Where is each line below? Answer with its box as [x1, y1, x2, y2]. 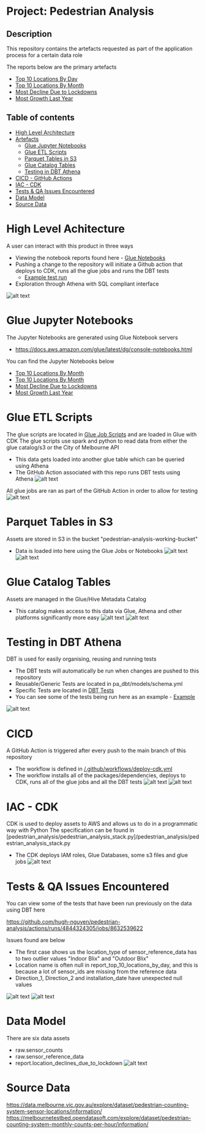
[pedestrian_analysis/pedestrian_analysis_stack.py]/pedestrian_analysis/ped [6, 833, 199, 840]
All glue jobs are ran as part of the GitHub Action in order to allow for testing [6, 487, 198, 494]
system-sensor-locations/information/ [6, 1108, 102, 1115]
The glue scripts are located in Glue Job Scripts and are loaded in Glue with [6, 430, 197, 438]
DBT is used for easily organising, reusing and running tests [6, 655, 157, 663]
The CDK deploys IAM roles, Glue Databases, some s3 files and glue [15, 851, 188, 859]
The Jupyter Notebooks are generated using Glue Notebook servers [6, 333, 179, 341]
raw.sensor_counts [15, 1046, 63, 1054]
